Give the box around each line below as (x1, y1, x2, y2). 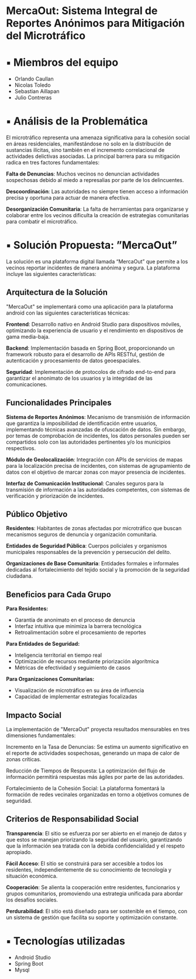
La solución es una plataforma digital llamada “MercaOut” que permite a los (6, 258, 188, 265)
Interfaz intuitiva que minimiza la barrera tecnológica (14, 623, 142, 630)
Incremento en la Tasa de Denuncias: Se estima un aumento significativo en (6, 744, 189, 751)
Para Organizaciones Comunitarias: (6, 676, 95, 683)
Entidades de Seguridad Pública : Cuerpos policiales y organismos (6, 542, 167, 549)
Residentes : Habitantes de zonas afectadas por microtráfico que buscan (6, 525, 182, 532)
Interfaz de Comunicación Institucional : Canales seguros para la (6, 480, 164, 487)
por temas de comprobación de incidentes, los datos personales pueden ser (6, 432, 190, 439)
